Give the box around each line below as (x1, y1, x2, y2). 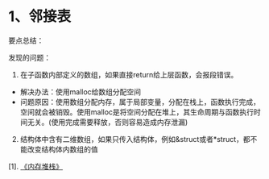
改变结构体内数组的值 (27, 144, 98, 154)
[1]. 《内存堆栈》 (8, 161, 63, 171)
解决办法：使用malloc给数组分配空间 (19, 86, 142, 97)
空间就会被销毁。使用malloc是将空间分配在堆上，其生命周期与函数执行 (19, 106, 255, 117)
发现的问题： (8, 52, 51, 62)
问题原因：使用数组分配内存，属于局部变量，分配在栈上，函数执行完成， (19, 97, 260, 106)
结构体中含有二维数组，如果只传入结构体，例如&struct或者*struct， (19, 134, 244, 144)
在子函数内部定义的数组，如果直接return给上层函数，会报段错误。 (19, 69, 238, 79)
